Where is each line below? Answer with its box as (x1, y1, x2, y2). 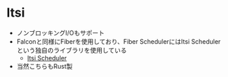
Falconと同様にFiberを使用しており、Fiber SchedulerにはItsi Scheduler (16, 37, 221, 46)
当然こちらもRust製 (16, 62, 73, 70)
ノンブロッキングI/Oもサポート (16, 28, 105, 37)
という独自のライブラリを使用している (16, 46, 127, 54)
